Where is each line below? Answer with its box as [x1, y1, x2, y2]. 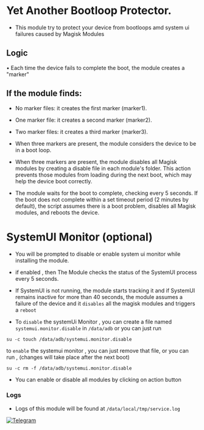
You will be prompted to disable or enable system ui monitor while [15, 250, 181, 258]
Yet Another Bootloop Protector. [6, 4, 172, 18]
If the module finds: [6, 88, 82, 99]
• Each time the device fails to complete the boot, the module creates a [6, 64, 185, 71]
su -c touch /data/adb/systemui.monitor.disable [6, 336, 132, 342]
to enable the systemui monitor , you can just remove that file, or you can [6, 347, 189, 354]
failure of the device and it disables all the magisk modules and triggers [15, 300, 195, 307]
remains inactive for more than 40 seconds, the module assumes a [15, 293, 183, 300]
